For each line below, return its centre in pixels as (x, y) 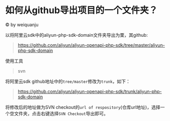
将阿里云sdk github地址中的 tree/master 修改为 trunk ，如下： (68, 81)
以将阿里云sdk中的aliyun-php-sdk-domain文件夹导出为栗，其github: (77, 35)
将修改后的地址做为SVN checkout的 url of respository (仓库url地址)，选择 (83, 107)
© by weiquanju (22, 24)
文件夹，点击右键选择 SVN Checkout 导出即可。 (61, 113)
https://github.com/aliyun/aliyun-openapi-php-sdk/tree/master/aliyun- (91, 45)
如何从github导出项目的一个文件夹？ (82, 10)
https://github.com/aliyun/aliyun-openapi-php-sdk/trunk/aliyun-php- (90, 91)
